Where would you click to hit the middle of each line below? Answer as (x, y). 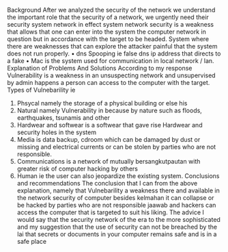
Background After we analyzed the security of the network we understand (111, 10)
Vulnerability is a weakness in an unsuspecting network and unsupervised (112, 75)
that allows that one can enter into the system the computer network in (106, 32)
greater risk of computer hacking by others (77, 168)
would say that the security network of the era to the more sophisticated (118, 219)
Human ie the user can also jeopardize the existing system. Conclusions (118, 176)
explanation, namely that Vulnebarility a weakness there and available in (118, 190)
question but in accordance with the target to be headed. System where (108, 39)
